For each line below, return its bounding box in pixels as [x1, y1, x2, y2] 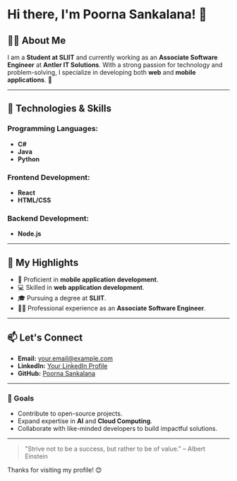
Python [17, 154, 40, 163]
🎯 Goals [7, 393, 35, 403]
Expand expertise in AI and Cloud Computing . [17, 417, 153, 425]
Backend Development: [7, 213, 90, 223]
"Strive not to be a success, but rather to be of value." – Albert [24, 444, 206, 453]
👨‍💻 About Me [7, 35, 66, 47]
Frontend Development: [7, 172, 90, 182]
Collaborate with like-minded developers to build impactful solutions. [17, 425, 218, 433]
